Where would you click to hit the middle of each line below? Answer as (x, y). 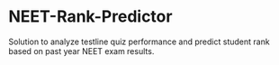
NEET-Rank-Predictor (90, 17)
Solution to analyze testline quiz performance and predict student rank (139, 42)
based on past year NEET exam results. (81, 51)
